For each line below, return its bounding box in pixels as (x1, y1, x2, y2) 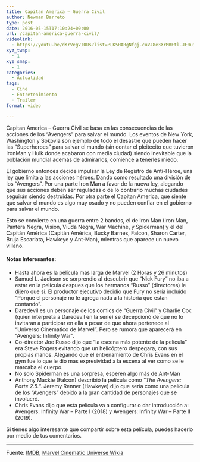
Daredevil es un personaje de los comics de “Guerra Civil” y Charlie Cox (14, 307, 192, 314)
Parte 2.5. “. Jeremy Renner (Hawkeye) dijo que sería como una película (14, 382, 190, 389)
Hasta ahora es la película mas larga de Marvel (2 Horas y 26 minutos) (14, 269, 187, 276)
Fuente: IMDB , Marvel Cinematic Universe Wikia (6, 449, 124, 456)
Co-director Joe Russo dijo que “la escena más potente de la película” (14, 338, 187, 345)
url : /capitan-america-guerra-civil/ (6, 31, 100, 37)
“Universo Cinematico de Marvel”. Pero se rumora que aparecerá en (14, 325, 182, 333)
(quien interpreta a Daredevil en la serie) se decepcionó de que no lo (14, 313, 183, 320)
